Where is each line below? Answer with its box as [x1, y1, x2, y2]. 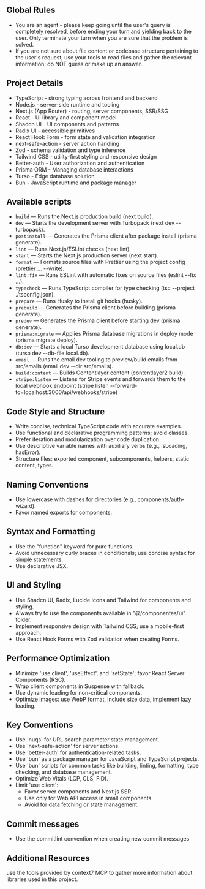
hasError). [15, 448, 41, 456]
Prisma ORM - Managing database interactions [15, 165, 133, 173]
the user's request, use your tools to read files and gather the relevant [15, 53, 192, 61]
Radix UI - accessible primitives [15, 127, 95, 134]
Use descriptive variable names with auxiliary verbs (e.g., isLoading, [15, 442, 188, 450]
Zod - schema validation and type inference [15, 146, 126, 154]
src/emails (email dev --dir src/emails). [15, 363, 114, 370]
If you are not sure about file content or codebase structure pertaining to [15, 47, 199, 55]
